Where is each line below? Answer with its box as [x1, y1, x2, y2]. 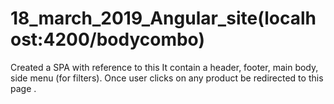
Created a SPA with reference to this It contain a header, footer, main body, [10, 61, 319, 73]
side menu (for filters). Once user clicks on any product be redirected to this [10, 72, 324, 84]
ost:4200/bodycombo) [10, 28, 205, 51]
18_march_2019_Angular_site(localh [10, 7, 317, 30]
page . [10, 82, 37, 94]
